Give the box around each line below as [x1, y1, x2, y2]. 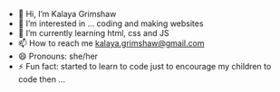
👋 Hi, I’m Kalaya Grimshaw [17, 9, 117, 19]
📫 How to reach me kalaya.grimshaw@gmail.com [17, 38, 205, 49]
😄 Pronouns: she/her [17, 51, 98, 61]
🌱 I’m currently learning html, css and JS [17, 28, 169, 38]
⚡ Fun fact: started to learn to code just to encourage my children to [17, 61, 272, 71]
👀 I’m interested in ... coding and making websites [17, 18, 204, 29]
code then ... [17, 74, 66, 85]
